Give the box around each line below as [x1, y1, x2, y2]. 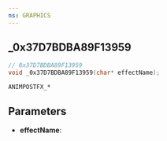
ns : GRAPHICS [8, 11, 51, 20]
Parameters [8, 104, 67, 118]
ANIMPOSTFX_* [8, 83, 51, 91]
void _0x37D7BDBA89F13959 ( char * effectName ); [8, 69, 160, 77]
